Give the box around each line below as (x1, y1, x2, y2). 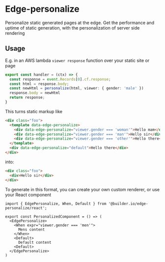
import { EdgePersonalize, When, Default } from (5, 201, 107, 206)
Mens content (18, 227, 45, 232)
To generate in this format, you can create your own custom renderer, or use (5, 186, 160, 192)
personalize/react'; (5, 205, 48, 210)
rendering (5, 30, 25, 36)
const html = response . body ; (9, 81, 69, 87)
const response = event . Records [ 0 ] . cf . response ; (9, 77, 111, 82)
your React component (5, 192, 52, 198)
